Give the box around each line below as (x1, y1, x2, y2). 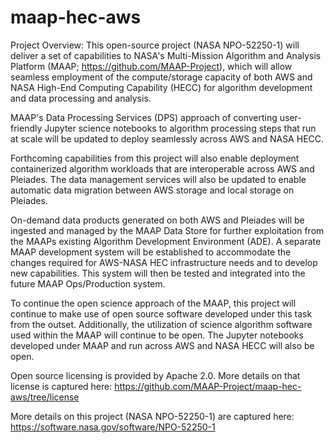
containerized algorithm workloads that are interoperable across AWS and (10, 162, 315, 175)
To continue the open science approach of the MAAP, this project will (10, 297, 297, 309)
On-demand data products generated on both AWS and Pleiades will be (10, 214, 305, 226)
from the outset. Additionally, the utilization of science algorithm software (10, 318, 313, 330)
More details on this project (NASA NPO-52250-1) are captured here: (10, 410, 295, 422)
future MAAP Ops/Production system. (10, 277, 166, 290)
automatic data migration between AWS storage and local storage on (10, 184, 295, 196)
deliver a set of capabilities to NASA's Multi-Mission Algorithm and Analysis (10, 49, 322, 61)
